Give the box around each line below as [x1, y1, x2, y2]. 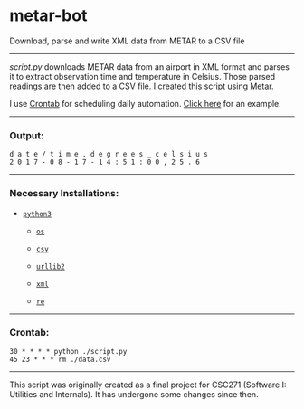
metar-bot [9, 5, 88, 26]
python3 [22, 209, 52, 218]
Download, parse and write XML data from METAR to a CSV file [9, 35, 245, 46]
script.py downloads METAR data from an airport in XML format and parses [9, 61, 290, 72]
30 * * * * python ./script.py [9, 347, 128, 356]
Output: [9, 128, 44, 141]
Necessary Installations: [9, 187, 119, 200]
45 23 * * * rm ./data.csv [9, 355, 111, 364]
